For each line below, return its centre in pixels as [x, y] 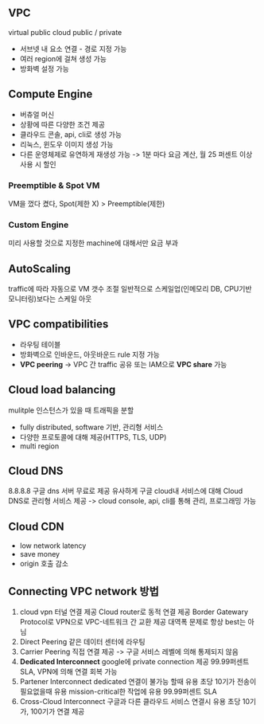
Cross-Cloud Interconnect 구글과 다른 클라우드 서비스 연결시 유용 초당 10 [135, 702]
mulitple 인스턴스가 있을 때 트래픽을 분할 [71, 410]
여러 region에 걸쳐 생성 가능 [63, 58]
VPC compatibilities [58, 325]
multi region [39, 446]
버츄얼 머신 [37, 114]
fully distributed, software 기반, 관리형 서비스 [91, 427]
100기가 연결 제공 [58, 711]
